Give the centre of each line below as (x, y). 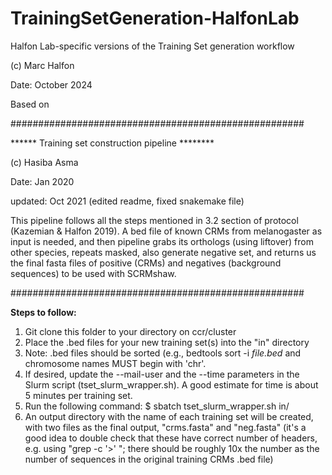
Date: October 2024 (51, 84)
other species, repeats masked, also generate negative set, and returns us (163, 252)
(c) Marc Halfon (42, 65)
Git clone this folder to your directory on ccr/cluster (130, 331)
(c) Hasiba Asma (44, 162)
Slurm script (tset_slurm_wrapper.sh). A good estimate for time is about (171, 384)
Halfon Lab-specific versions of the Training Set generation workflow (152, 46)
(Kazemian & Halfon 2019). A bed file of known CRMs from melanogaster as (166, 231)
